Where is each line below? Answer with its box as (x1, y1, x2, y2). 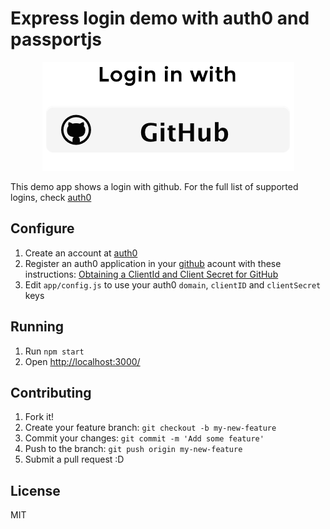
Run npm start (24, 345, 85, 357)
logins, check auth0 (10, 191, 92, 203)
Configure (10, 220, 75, 237)
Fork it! (24, 411, 55, 423)
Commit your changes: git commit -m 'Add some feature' (24, 432, 265, 444)
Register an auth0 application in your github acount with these (24, 257, 282, 269)
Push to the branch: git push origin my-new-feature (24, 443, 243, 455)
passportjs (10, 28, 103, 51)
